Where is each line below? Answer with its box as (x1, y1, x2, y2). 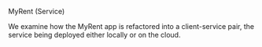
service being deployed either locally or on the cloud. (8, 31, 181, 39)
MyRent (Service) (8, 7, 65, 16)
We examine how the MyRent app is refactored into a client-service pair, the (8, 22, 254, 31)
